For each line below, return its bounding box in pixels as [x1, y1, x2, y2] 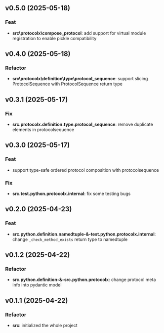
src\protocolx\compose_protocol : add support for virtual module [12, 30, 146, 36]
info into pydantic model [12, 282, 62, 288]
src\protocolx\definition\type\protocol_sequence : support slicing [12, 76, 148, 82]
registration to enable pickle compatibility [12, 35, 97, 41]
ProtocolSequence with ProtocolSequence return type [12, 81, 123, 87]
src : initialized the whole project [12, 323, 78, 329]
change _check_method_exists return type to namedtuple [12, 236, 128, 242]
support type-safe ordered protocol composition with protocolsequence [12, 167, 159, 173]
